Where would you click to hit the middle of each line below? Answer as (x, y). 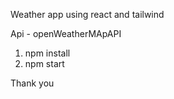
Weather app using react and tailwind (87, 14)
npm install (47, 53)
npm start (44, 63)
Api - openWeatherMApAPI (66, 33)
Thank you (32, 83)
